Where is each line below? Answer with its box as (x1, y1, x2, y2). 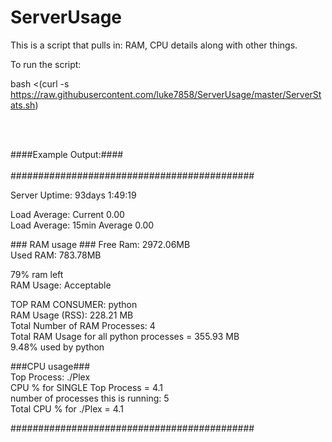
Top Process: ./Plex (10, 371, 91, 383)
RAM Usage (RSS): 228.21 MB (10, 309, 134, 321)
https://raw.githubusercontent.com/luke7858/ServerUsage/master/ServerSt (10, 88, 322, 100)
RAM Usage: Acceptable (10, 279, 112, 291)
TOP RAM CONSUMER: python (10, 298, 138, 310)
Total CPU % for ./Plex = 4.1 (10, 402, 124, 415)
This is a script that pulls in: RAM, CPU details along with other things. (10, 39, 298, 51)
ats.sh (10, 99, 36, 111)
